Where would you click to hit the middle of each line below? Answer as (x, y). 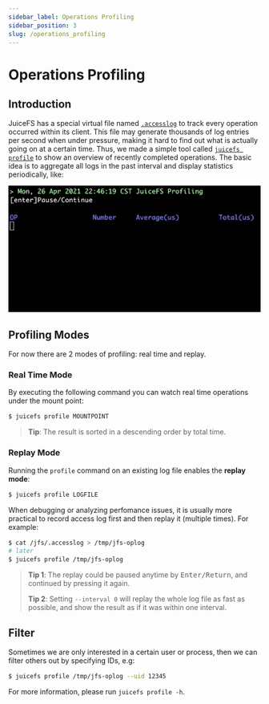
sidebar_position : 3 (43, 25)
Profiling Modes (49, 334)
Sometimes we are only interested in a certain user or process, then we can (133, 652)
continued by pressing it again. (79, 584)
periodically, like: (36, 175)
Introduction (40, 104)
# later (21, 551)
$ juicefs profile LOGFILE (53, 494)
